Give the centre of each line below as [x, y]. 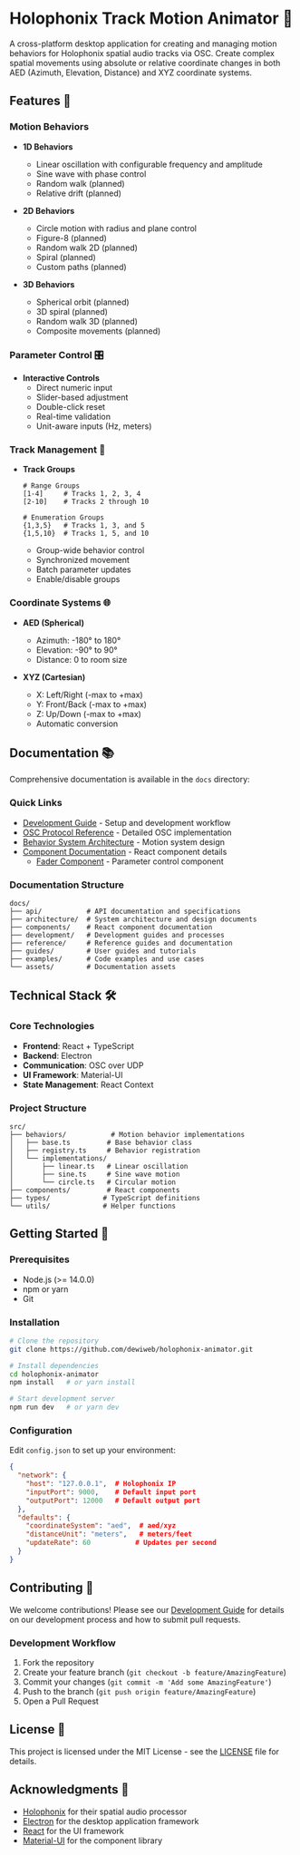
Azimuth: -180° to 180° [78, 640]
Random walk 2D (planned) [87, 248]
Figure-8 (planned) [71, 238]
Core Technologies [52, 1026]
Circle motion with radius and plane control [116, 228]
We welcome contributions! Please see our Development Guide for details [147, 1609]
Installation [35, 1322]
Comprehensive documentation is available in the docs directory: [130, 780]
